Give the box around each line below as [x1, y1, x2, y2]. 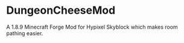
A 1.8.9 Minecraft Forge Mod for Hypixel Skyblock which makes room [6, 23, 178, 30]
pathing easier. [6, 29, 43, 36]
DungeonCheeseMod [6, 4, 116, 17]
